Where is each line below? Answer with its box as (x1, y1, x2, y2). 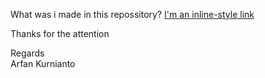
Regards (10, 47, 45, 59)
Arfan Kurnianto (10, 58, 76, 69)
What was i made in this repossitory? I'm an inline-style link (10, 9, 255, 20)
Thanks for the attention (10, 28, 110, 39)
